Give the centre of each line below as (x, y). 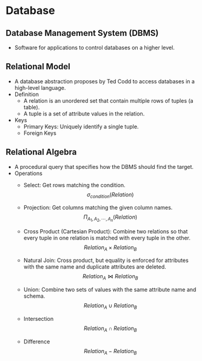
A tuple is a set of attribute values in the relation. (84, 114)
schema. (34, 296)
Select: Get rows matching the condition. (74, 185)
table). (32, 107)
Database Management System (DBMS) (82, 33)
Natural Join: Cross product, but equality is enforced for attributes (106, 260)
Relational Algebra (41, 152)
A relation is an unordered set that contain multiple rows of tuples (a (108, 100)
